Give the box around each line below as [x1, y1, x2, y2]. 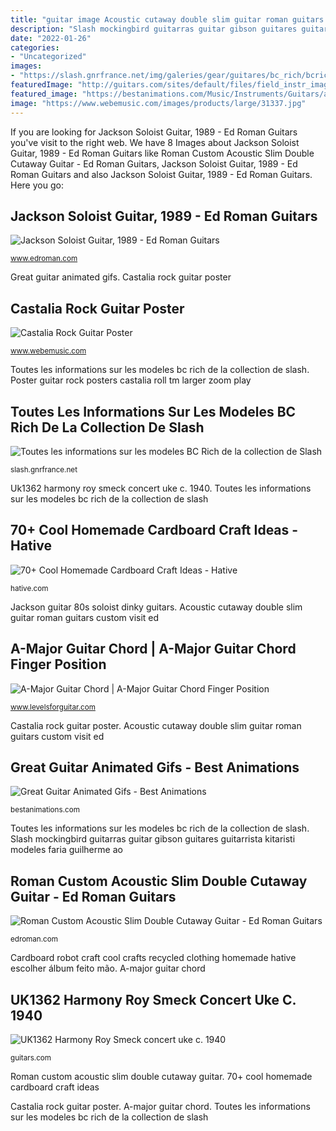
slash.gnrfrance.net [10, 464, 78, 475]
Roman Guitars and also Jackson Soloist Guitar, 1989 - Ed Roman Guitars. [10, 168, 313, 180]
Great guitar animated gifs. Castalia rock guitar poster [10, 271, 232, 283]
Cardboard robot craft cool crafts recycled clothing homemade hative [10, 952, 297, 964]
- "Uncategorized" [10, 52, 87, 62]
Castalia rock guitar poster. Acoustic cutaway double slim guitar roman [10, 719, 302, 731]
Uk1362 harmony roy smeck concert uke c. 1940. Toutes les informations [10, 482, 312, 494]
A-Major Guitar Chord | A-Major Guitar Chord [10, 641, 297, 658]
